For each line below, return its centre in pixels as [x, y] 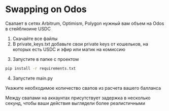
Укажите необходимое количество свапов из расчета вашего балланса [83, 88]
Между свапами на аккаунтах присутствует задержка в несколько [78, 98]
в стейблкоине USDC [28, 28]
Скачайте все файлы [35, 39]
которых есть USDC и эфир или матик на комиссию [69, 49]
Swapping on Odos [46, 9]
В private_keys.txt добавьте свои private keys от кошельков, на [80, 44]
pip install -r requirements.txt [41, 68]
